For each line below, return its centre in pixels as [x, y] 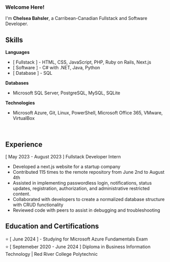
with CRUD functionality [38, 205]
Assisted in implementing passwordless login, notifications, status [82, 183]
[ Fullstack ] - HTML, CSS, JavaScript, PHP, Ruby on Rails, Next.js [82, 62]
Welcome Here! [25, 7]
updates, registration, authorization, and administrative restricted [81, 188]
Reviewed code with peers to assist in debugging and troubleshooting [86, 210]
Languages [17, 52]
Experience [24, 144]
